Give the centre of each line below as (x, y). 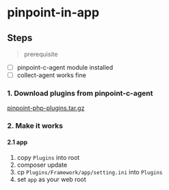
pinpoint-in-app (53, 13)
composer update (42, 165)
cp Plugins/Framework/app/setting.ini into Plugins (90, 172)
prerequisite (41, 54)
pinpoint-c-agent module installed (65, 67)
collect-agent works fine (52, 75)
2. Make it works (35, 126)
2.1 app (17, 142)
